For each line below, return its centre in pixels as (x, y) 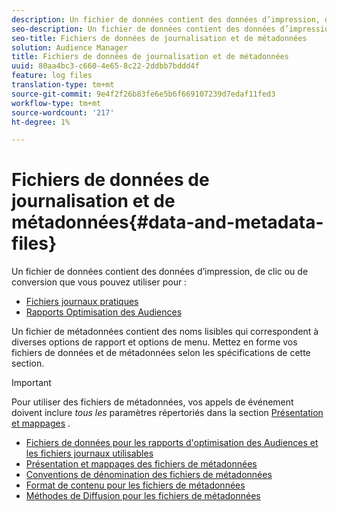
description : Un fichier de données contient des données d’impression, (166, 19)
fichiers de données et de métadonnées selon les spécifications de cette (161, 353)
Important (31, 383)
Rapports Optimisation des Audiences (104, 312)
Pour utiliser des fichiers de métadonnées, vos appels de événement (152, 402)
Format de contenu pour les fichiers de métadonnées (135, 485)
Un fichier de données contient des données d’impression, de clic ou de (160, 272)
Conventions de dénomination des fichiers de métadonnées (149, 475)
